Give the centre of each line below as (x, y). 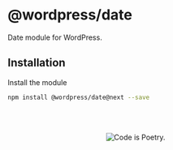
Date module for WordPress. (55, 37)
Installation (37, 63)
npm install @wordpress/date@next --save (79, 97)
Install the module (37, 82)
